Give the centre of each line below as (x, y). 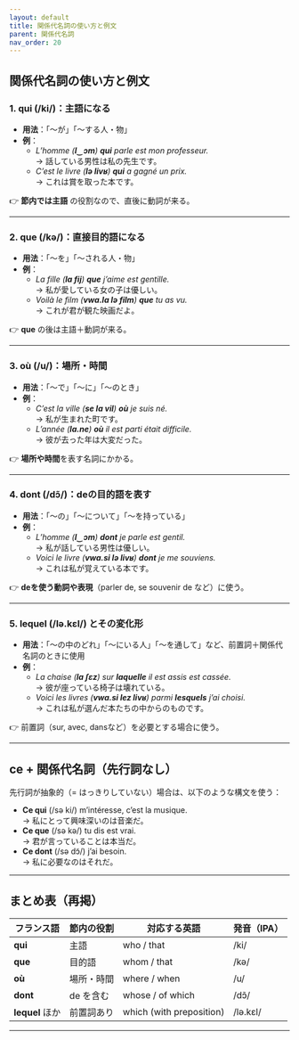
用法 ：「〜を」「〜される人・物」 (81, 258)
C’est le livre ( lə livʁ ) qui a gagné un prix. (111, 171)
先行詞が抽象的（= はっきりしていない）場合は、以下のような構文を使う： (145, 792)
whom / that (148, 962)
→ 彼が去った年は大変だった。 (91, 439)
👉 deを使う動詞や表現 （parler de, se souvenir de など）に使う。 (129, 587)
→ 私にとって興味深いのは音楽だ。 (85, 820)
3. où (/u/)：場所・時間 (58, 366)
